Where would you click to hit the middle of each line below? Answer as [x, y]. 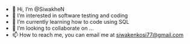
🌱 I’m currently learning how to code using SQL [71, 22]
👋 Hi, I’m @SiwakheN [38, 9]
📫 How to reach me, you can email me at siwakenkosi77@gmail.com [98, 35]
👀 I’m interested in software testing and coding [70, 15]
